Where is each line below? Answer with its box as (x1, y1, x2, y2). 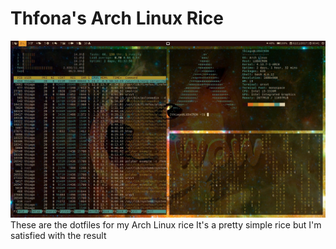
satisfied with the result (10, 230, 107, 242)
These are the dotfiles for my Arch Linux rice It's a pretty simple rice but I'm (10, 219, 322, 231)
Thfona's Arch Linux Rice (10, 7, 224, 30)
